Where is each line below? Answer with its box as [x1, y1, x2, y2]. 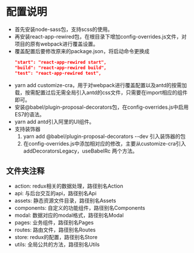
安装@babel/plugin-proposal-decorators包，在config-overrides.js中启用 [14, 103, 189, 110]
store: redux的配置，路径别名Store [14, 234, 98, 241]
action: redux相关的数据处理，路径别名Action [14, 182, 124, 190]
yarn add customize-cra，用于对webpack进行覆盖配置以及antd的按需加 [14, 81, 187, 88]
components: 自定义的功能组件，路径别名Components [14, 205, 145, 212]
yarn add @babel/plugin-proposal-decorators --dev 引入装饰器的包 [23, 133, 186, 140]
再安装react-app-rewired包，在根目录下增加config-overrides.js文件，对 [14, 33, 187, 40]
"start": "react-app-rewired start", [14, 59, 107, 65]
